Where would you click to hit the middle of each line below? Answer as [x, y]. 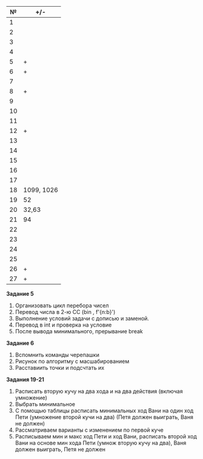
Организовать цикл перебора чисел [62, 305]
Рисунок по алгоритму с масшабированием [72, 361]
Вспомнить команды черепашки [57, 355]
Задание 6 [20, 343]
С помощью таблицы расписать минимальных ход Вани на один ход [104, 410]
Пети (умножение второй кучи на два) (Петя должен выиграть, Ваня [104, 417]
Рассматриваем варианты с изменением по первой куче [89, 430]
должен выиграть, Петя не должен [60, 449]
